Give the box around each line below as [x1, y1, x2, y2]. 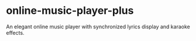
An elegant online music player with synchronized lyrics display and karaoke [6, 23, 190, 30]
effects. [6, 29, 25, 36]
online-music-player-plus [6, 4, 134, 17]
